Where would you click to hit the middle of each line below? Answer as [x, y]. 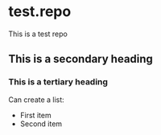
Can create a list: [36, 100]
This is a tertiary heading [58, 82]
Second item [41, 124]
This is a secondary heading [80, 59]
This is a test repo [38, 34]
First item [35, 115]
